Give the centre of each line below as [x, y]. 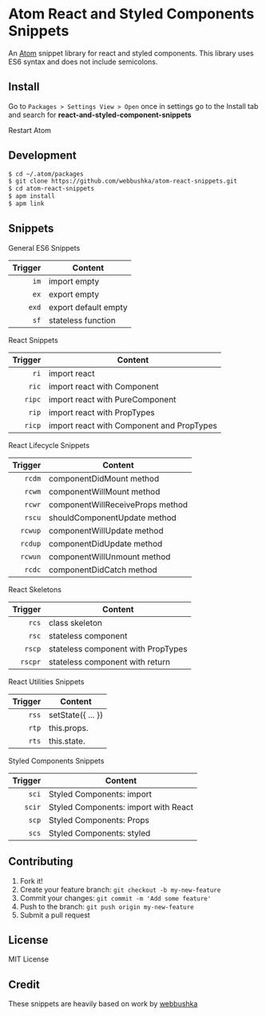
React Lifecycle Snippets [49, 445]
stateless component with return [109, 662]
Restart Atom [30, 130]
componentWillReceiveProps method [118, 504]
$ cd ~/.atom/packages [46, 174]
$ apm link [26, 204]
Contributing [41, 862]
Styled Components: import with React [121, 807]
